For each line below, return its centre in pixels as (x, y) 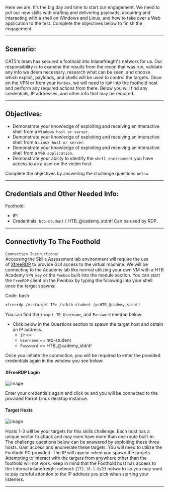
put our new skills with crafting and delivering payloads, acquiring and (78, 13)
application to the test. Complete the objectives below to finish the (74, 23)
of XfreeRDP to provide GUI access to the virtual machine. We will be (77, 264)
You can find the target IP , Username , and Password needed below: (74, 315)
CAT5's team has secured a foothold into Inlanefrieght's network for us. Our (84, 61)
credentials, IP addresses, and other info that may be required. (70, 93)
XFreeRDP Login (23, 372)
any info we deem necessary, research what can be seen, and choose (78, 72)
